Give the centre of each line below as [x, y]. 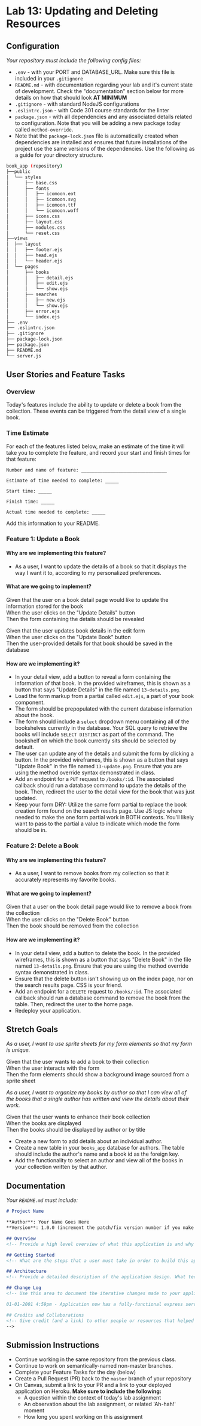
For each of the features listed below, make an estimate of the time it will [95, 446]
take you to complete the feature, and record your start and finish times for [98, 452]
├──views [17, 238]
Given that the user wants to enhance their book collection [78, 1117]
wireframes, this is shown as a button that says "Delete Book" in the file [103, 959]
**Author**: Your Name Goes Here [48, 1222]
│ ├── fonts [28, 188]
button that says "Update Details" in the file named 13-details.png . [98, 690]
